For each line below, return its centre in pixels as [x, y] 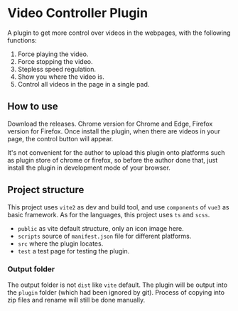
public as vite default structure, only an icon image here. [101, 228]
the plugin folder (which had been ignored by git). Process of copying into [116, 292]
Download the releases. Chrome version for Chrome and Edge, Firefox [110, 124]
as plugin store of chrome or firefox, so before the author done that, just [113, 160]
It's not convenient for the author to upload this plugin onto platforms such [116, 152]
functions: [22, 40]
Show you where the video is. [61, 77]
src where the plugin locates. [60, 244]
